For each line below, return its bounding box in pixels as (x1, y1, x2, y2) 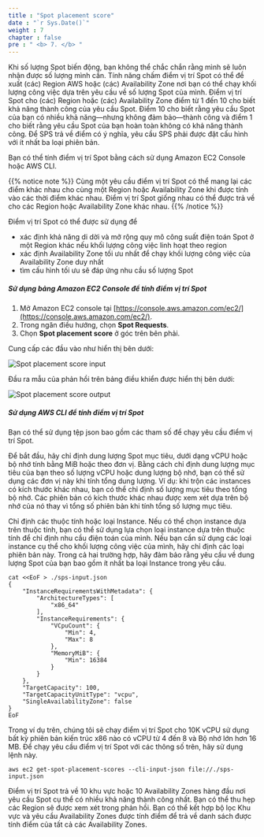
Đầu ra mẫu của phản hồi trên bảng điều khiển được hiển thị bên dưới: (8, 375, 235, 384)
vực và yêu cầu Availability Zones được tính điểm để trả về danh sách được (8, 812, 252, 821)
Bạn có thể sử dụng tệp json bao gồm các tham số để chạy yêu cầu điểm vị (8, 428, 253, 437)
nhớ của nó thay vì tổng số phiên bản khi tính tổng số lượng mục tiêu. (8, 502, 232, 511)
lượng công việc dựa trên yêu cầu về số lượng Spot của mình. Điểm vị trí (8, 87, 242, 97)
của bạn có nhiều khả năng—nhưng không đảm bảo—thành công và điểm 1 (8, 113, 253, 122)
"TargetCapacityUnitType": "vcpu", (22, 691, 139, 699)
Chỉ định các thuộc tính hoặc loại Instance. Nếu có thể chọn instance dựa (8, 517, 247, 526)
